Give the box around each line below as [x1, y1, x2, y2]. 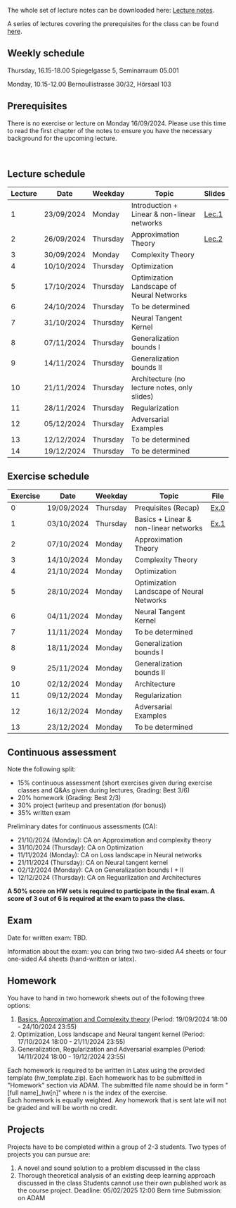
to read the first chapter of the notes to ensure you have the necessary [7, 126, 213, 135]
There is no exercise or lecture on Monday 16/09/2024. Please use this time [7, 119, 227, 127]
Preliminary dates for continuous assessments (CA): [7, 822, 158, 830]
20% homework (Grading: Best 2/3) [17, 794, 122, 802]
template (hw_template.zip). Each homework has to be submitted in [7, 1073, 202, 1082]
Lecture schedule [7, 168, 86, 180]
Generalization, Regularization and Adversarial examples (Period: [17, 1045, 206, 1053]
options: [7, 1001, 32, 1009]
